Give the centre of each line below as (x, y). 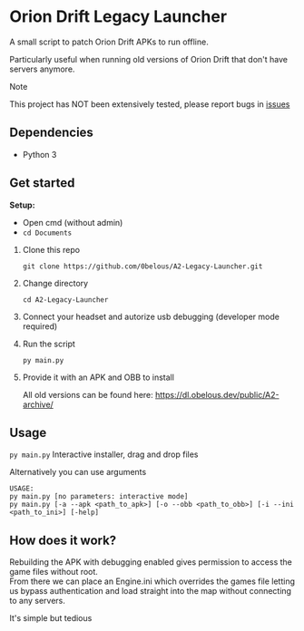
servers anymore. (42, 69)
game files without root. (54, 572)
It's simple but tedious (51, 618)
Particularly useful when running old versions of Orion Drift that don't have (149, 59)
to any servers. (37, 601)
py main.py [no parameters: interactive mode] (99, 497)
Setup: (22, 205)
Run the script (49, 344)
